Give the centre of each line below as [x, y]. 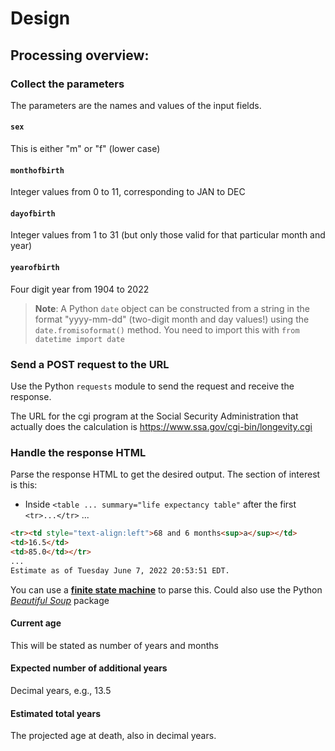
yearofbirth [35, 268]
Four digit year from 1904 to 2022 [80, 289]
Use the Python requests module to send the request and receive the [152, 386]
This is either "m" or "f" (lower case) [85, 149]
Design [40, 18]
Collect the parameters [67, 84]
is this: [24, 485]
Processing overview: [80, 55]
